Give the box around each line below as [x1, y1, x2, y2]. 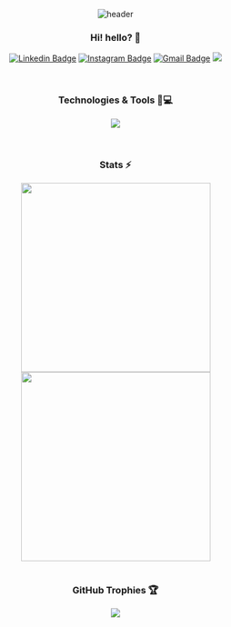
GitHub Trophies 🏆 [72, 583, 159, 596]
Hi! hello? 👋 [89, 31, 142, 44]
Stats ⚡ [99, 158, 132, 171]
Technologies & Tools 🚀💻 [57, 94, 174, 106]
